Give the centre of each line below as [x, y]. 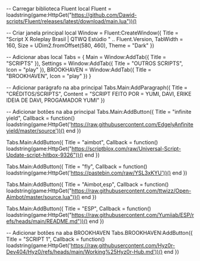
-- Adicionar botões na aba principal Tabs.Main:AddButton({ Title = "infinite [99, 112]
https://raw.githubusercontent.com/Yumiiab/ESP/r [133, 215]
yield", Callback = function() [41, 118]
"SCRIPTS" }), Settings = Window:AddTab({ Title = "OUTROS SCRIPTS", [95, 63]
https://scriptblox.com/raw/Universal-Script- [126, 149]
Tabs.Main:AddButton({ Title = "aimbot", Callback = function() [82, 142]
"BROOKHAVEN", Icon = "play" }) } [49, 76]
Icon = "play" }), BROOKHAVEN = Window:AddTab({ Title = [79, 70]
